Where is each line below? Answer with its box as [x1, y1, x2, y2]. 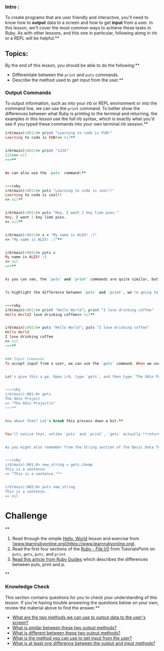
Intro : [5, 3, 20, 10]
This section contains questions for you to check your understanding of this [5, 594, 158, 600]
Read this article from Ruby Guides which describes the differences [12, 556, 148, 563]
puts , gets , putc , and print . [12, 551, 67, 557]
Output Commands [5, 89, 51, 96]
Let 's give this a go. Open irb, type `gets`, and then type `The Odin [5, 374, 154, 379]
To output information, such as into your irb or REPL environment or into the [5, 100, 157, 106]
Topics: [5, 49, 28, 58]
